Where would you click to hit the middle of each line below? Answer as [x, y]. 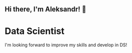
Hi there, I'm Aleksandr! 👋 [45, 9]
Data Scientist [35, 31]
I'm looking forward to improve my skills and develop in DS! [66, 45]
